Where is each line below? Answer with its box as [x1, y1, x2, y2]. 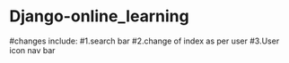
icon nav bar [9, 44, 56, 55]
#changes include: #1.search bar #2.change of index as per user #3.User [9, 35, 280, 46]
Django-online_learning [9, 6, 190, 27]
